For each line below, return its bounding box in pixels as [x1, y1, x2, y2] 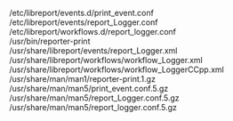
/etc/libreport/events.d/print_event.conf [9, 8, 154, 18]
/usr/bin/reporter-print [9, 36, 91, 46]
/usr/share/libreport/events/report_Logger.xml [9, 45, 178, 56]
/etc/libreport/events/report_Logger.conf [9, 17, 158, 28]
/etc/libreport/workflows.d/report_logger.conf [9, 27, 176, 36]
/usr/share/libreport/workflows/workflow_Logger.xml [9, 55, 203, 65]
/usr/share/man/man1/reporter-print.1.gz [9, 74, 156, 84]
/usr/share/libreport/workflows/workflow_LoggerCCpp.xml [9, 64, 224, 75]
